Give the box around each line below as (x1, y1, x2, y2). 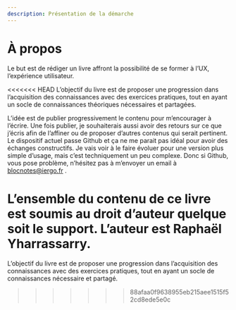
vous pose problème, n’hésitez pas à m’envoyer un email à (7, 159, 178, 167)
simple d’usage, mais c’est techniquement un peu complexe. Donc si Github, (7, 151, 229, 159)
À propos (7, 40, 62, 56)
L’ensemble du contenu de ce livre (7, 191, 211, 206)
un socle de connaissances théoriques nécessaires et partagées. (7, 100, 197, 108)
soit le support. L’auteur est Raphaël (7, 221, 222, 237)
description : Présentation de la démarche (7, 10, 134, 18)
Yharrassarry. (7, 235, 92, 252)
